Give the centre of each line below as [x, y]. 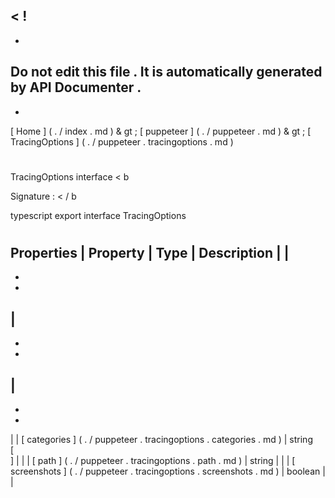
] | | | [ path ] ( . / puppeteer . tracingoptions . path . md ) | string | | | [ [153, 461]
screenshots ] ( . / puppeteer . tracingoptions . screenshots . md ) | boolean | [168, 471]
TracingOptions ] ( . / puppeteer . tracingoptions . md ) [122, 141]
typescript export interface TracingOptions [98, 215]
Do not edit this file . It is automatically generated [166, 72]
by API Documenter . [76, 87]
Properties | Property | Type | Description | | [150, 253]
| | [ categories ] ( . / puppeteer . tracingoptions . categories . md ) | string [161, 440]
